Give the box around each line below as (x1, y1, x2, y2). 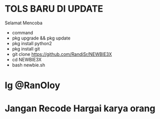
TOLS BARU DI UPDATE (5, 3, 103, 15)
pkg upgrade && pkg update (12, 35, 71, 41)
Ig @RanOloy (5, 80, 61, 91)
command (12, 29, 33, 35)
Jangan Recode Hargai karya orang (5, 103, 155, 114)
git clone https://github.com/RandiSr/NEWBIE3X (12, 51, 112, 57)
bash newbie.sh (12, 62, 45, 68)
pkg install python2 (12, 40, 52, 46)
